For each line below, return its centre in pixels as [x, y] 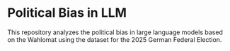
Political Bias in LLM [67, 13]
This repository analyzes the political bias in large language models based [115, 32]
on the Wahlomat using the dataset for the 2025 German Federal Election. [115, 39]
